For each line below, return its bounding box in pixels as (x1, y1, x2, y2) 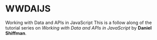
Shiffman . (5, 30, 27, 36)
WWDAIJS (5, 3, 51, 14)
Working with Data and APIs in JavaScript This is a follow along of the (5, 19, 152, 25)
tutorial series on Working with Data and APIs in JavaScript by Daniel (5, 24, 152, 30)
